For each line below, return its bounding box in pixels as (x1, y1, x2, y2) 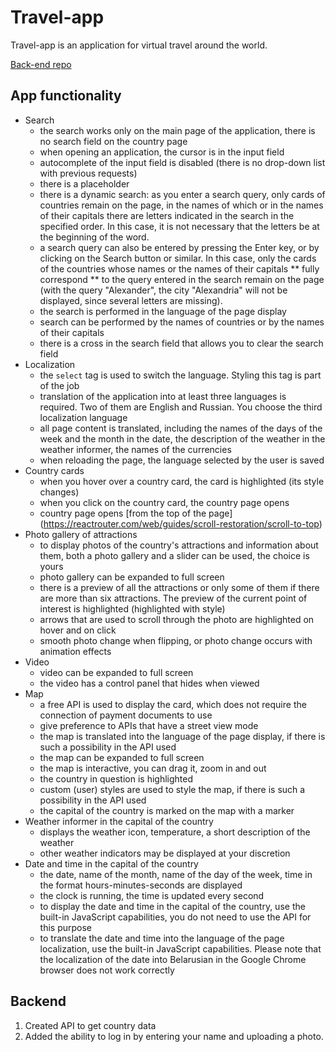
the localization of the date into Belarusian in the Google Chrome (39, 953, 307, 965)
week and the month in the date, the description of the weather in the (39, 432, 326, 445)
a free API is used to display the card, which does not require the (39, 698, 307, 710)
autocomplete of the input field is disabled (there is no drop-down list (39, 156, 326, 168)
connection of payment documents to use (39, 709, 213, 721)
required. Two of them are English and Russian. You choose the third (39, 401, 323, 413)
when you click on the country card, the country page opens (39, 496, 290, 508)
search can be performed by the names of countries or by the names (39, 316, 325, 328)
